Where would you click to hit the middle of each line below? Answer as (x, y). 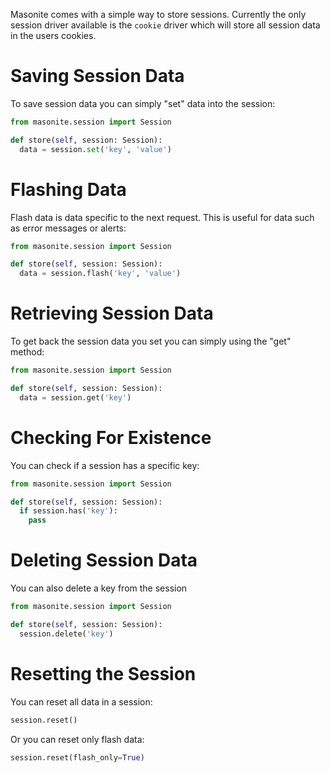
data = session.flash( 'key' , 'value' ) (100, 274)
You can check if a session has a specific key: (105, 465)
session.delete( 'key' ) (66, 634)
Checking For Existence (111, 437)
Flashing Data (68, 189)
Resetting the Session (103, 673)
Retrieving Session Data (112, 313)
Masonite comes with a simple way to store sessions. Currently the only (158, 14)
